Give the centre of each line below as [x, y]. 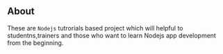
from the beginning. [35, 43]
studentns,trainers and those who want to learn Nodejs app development [112, 35]
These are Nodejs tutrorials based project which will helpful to [95, 28]
